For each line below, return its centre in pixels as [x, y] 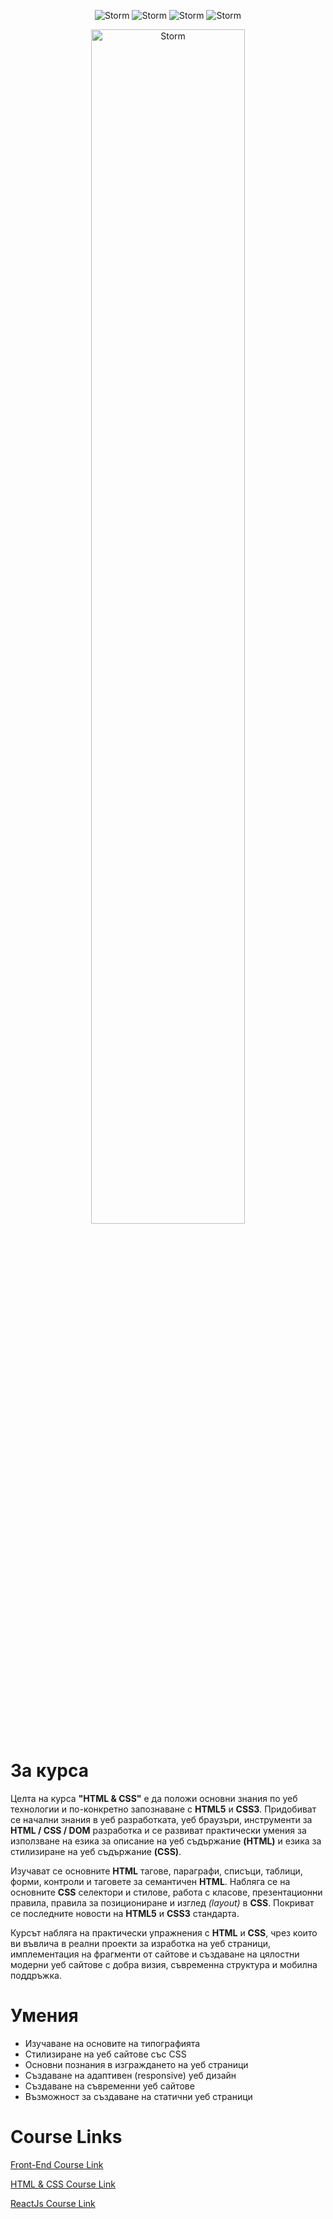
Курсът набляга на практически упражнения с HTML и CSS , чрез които [164, 1932]
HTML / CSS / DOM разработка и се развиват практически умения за [158, 1830]
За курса [50, 1771]
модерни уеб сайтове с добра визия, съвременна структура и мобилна [164, 1964]
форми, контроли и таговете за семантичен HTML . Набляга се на [150, 1881]
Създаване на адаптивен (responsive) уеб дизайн [130, 2075]
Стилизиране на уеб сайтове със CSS [105, 2054]
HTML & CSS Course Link [63, 2184]
